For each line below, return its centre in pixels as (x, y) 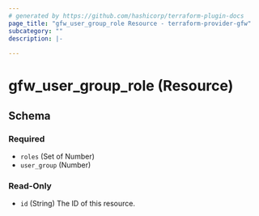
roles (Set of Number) (57, 156)
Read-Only (30, 185)
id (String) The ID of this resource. (78, 204)
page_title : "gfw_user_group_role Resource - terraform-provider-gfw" (130, 23)
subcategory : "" (36, 31)
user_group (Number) (55, 165)
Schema (30, 115)
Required (27, 138)
